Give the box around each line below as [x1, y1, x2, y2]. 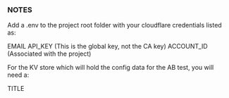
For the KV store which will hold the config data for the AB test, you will [7, 63, 214, 72]
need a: [7, 71, 30, 79]
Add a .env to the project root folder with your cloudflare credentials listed [7, 21, 222, 30]
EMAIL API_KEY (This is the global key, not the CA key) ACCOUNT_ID [7, 42, 208, 51]
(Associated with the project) [7, 49, 92, 58]
